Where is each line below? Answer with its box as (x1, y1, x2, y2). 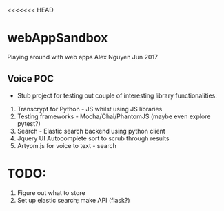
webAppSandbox (7, 30, 108, 46)
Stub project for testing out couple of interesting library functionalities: (17, 91, 217, 100)
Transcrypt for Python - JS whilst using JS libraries (17, 104, 163, 113)
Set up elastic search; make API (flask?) (17, 196, 130, 204)
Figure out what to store (17, 188, 85, 196)
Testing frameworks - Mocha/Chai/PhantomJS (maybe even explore (17, 112, 211, 120)
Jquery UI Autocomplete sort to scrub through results (17, 134, 170, 143)
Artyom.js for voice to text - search (17, 141, 117, 149)
